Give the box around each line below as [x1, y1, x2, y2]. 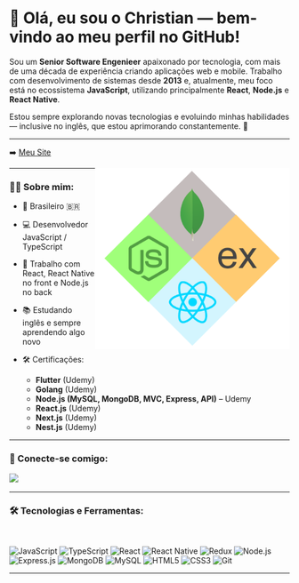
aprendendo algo [21, 327, 85, 338]
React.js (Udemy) [35, 403, 101, 414]
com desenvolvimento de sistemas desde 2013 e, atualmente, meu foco [9, 75, 273, 85]
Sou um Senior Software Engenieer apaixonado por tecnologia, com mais [9, 56, 281, 67]
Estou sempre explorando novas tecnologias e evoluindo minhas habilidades [9, 111, 290, 122]
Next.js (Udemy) [35, 412, 98, 423]
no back [21, 287, 53, 298]
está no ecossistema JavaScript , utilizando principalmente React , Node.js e [9, 84, 289, 95]
